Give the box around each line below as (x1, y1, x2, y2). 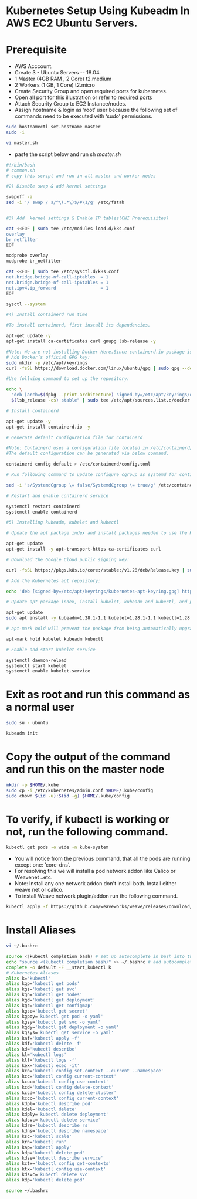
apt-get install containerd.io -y (6, 424, 91, 430)
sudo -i (6, 130, 25, 135)
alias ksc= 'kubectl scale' (6, 1133, 72, 1139)
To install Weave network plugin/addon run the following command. (14, 892, 178, 899)
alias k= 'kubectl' (6, 975, 51, 981)
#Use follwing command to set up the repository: (6, 376, 130, 382)
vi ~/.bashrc (6, 943, 38, 949)
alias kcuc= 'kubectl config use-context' (6, 1079, 109, 1085)
